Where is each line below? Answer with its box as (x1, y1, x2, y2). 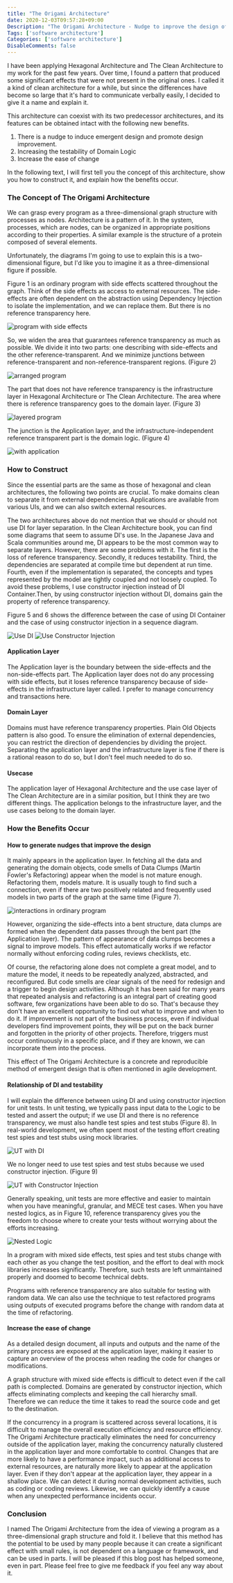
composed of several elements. (7, 238, 97, 246)
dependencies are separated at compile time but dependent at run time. (7, 560, 213, 569)
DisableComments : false (7, 42, 76, 49)
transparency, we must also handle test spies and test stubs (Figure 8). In (7, 1118, 217, 1127)
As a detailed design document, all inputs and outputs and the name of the (7, 1340, 221, 1348)
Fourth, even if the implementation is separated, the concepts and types (7, 567, 214, 576)
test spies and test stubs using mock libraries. (7, 1133, 139, 1141)
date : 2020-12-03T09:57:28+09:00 (7, 17, 104, 24)
